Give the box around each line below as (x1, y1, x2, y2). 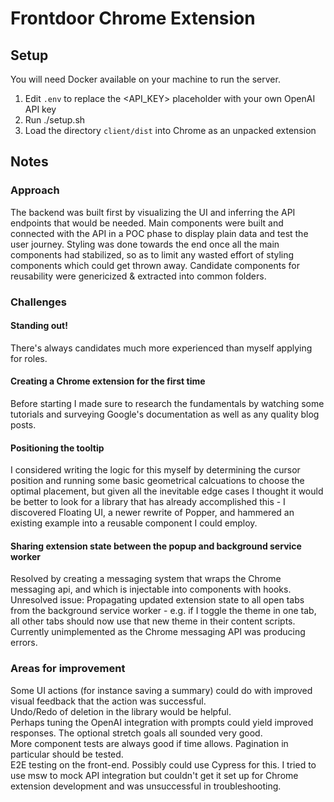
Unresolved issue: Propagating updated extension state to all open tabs (10, 594, 305, 606)
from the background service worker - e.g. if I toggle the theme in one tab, (10, 605, 317, 617)
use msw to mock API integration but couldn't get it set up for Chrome (10, 769, 299, 781)
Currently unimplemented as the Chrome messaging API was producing (10, 626, 306, 638)
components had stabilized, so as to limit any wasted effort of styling (10, 248, 295, 261)
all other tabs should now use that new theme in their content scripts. (10, 615, 296, 627)
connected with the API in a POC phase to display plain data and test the (10, 227, 309, 239)
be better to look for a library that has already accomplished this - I (10, 496, 286, 508)
